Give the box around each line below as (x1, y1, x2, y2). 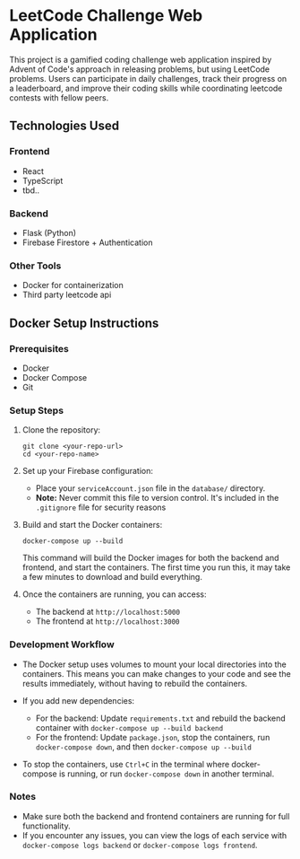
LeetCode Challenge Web (9, 5, 203, 26)
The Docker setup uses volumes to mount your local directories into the (21, 659, 287, 670)
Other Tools (9, 259, 62, 272)
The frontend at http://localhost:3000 (35, 616, 181, 627)
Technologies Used (9, 118, 119, 134)
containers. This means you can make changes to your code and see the (21, 668, 291, 679)
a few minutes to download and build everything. (21, 572, 203, 583)
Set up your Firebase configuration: (21, 466, 154, 477)
